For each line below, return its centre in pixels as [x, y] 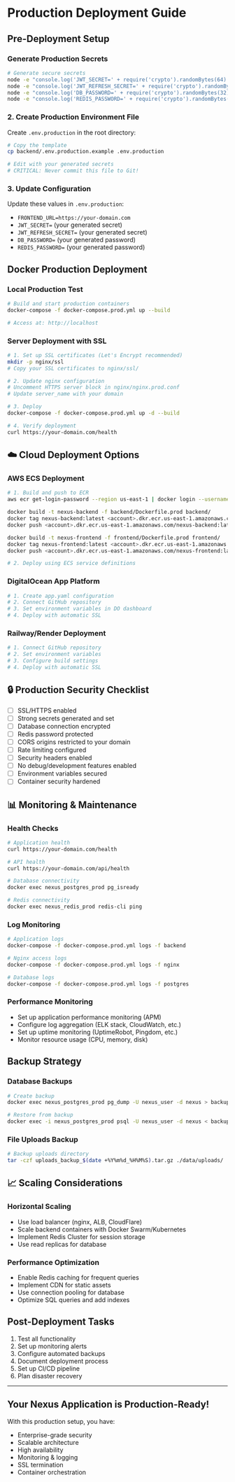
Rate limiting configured [52, 750]
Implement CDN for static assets [64, 1285]
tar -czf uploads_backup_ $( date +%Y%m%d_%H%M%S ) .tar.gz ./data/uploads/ [115, 1161]
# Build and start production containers [69, 304]
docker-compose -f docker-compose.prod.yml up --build [89, 310]
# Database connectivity [43, 881]
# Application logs [36, 939]
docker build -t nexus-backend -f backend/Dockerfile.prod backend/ [109, 512]
